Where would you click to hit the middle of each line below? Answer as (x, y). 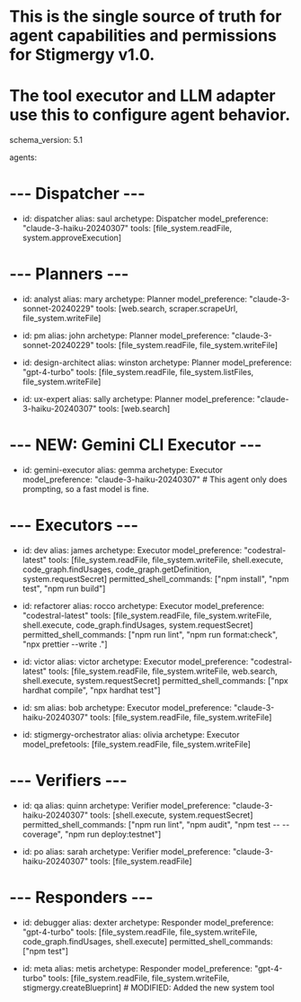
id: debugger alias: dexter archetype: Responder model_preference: (148, 922)
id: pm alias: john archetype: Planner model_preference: (126, 335)
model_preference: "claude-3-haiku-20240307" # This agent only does (155, 479)
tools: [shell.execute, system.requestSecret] (171, 815)
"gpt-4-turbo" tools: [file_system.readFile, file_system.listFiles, (138, 372)
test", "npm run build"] (64, 588)
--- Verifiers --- (68, 781)
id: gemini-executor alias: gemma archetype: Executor (122, 470)
